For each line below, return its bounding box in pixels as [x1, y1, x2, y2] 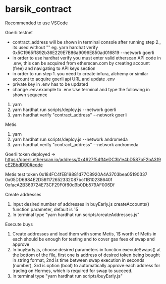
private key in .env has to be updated [12, 81, 88, 87]
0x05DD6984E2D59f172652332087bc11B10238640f [5, 176, 112, 182]
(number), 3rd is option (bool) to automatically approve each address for [12, 262, 161, 268]
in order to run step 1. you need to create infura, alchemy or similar [12, 70, 149, 76]
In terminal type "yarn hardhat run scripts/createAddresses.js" [12, 212, 140, 218]
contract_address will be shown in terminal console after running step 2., [12, 39, 161, 45]
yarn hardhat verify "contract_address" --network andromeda [12, 141, 139, 147]
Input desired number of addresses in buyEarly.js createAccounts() [12, 201, 150, 207]
